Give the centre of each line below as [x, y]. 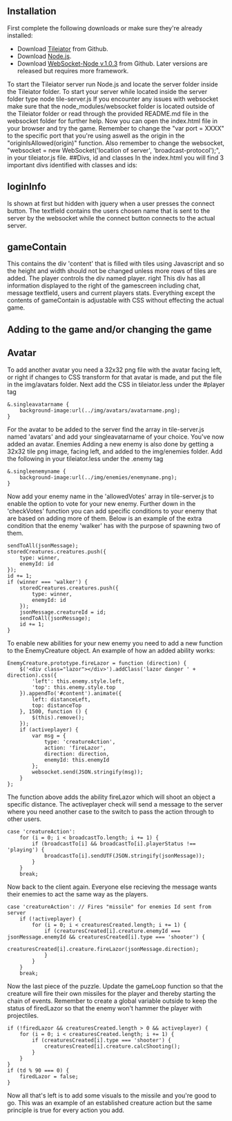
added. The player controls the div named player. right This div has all [106, 279]
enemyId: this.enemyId [77, 760]
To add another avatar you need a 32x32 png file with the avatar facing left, [115, 370]
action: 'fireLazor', [75, 748]
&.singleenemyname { [37, 471]
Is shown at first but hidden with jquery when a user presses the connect [111, 203]
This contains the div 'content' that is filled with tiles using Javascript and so [116, 264]
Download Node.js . [44, 56]
